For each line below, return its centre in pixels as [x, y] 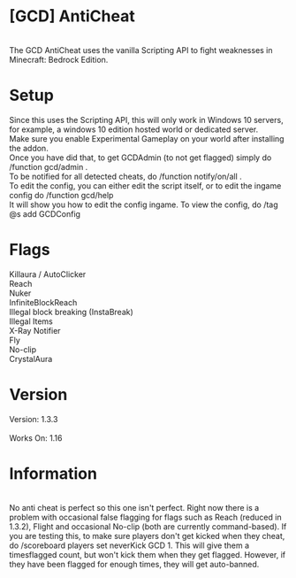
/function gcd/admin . [49, 166]
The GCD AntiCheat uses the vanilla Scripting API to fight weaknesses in [141, 50]
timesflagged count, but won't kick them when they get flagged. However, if [147, 554]
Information [53, 473]
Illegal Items [31, 321]
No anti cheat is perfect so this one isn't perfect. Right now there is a [134, 507]
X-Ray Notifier [35, 330]
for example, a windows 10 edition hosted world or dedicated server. [134, 129]
